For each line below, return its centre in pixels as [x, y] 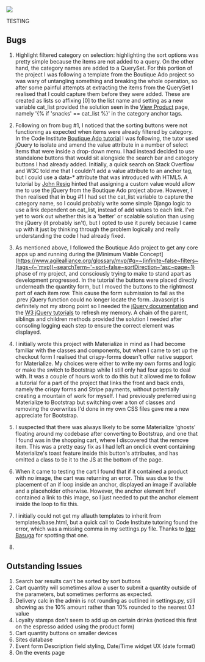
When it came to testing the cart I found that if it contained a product [101, 471]
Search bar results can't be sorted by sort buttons [78, 581]
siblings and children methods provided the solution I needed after [99, 319]
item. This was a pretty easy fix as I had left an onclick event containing [105, 446]
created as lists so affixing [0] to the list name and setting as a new [99, 100]
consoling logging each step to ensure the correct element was [95, 325]
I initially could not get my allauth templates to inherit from [88, 515]
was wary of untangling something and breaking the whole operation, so [106, 81]
